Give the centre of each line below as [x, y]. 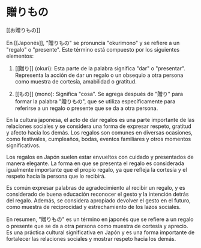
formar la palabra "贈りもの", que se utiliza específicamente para [95, 101]
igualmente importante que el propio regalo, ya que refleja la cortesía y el [97, 169]
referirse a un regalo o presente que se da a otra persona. [86, 108]
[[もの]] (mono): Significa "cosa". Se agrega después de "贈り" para [99, 94]
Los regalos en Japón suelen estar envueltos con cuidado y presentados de [100, 157]
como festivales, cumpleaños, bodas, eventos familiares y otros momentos [99, 139]
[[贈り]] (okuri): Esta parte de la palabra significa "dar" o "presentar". [100, 68]
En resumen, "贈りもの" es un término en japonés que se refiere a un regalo [100, 219]
